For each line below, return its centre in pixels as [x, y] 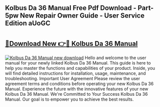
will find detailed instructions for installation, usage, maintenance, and [75, 73]
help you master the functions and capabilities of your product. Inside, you [80, 68]
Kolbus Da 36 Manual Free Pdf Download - [71, 8]
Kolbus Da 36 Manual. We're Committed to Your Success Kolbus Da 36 [77, 94]
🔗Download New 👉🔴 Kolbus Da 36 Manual [71, 43]
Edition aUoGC [28, 23]
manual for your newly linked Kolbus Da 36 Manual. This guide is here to [78, 63]
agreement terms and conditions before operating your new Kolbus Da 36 [80, 84]
